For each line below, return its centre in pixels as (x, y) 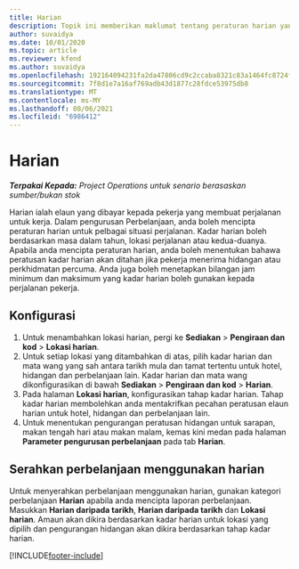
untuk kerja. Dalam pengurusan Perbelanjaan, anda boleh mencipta (133, 222)
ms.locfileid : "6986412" (55, 117)
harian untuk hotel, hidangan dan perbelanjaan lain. (116, 413)
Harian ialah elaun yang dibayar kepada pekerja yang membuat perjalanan (145, 212)
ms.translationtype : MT (53, 92)
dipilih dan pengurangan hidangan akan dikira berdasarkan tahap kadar (140, 528)
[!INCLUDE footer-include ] (57, 555)
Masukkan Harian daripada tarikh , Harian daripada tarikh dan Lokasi (137, 509)
